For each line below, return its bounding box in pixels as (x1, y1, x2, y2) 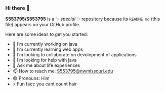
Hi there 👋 (5, 5, 30, 12)
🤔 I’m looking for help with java (12, 57, 77, 63)
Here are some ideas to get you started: (5, 31, 89, 37)
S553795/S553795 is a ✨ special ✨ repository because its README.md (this (5, 16, 160, 22)
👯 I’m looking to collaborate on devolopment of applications (12, 52, 137, 58)
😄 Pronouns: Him (12, 75, 50, 81)
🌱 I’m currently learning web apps (12, 46, 84, 52)
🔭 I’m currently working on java (12, 41, 77, 47)
